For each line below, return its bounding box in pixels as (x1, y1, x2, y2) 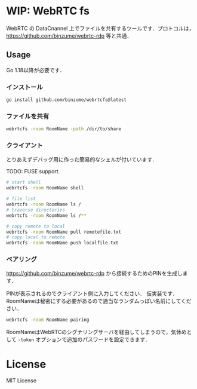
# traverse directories (6, 207, 66, 213)
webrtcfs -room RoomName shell (6, 185, 84, 191)
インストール (6, 82, 43, 91)
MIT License (6, 377, 37, 384)
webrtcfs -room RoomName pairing (6, 317, 90, 323)
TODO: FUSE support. (6, 168, 60, 175)
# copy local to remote (6, 234, 66, 240)
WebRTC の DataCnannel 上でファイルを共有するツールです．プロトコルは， (6, 24, 195, 32)
